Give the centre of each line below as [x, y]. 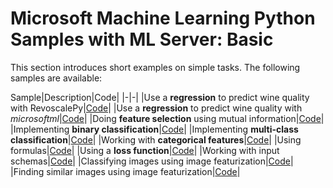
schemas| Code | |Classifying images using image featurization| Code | [152, 161]
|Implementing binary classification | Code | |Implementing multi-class [154, 129]
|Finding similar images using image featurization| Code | [125, 171]
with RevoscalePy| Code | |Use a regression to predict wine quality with [156, 108]
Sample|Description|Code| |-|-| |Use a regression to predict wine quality [160, 97]
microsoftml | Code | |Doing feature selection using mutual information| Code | [167, 118]
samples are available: [56, 78]
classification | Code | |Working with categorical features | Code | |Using [156, 139]
